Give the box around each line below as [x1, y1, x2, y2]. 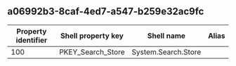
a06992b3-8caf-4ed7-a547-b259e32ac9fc [7, 6, 204, 18]
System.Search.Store [131, 47, 202, 57]
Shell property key [60, 31, 124, 41]
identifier [15, 35, 48, 45]
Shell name [147, 31, 186, 41]
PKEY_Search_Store [59, 47, 125, 57]
